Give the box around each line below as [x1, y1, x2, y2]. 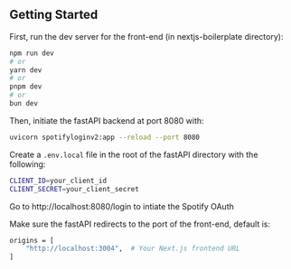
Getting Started [9, 7, 99, 23]
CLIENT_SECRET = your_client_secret [9, 184, 140, 193]
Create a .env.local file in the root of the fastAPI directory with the [9, 149, 258, 160]
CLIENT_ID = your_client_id [9, 176, 107, 185]
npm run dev [9, 49, 54, 58]
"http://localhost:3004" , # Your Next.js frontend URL [25, 244, 241, 254]
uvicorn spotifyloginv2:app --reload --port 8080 [9, 133, 201, 142]
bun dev [9, 99, 39, 108]
